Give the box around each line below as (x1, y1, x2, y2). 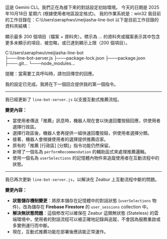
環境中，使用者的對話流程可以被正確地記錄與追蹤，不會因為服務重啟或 (16, 216, 161, 222)
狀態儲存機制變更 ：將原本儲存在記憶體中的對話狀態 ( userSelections (12, 198, 152, 203)
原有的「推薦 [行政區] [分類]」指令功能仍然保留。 (12, 142, 113, 148)
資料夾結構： (5, 23, 31, 29)
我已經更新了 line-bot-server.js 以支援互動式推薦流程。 (5, 97, 122, 102)
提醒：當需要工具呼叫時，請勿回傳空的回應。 (5, 71, 97, 76)
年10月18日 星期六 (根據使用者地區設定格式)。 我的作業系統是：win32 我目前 (5, 10, 162, 16)
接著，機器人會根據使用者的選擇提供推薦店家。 (12, 136, 108, 142)
